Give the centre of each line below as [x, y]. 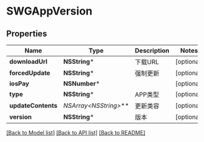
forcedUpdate [30, 73]
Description [152, 51]
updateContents [33, 106]
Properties [27, 34]
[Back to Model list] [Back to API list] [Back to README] [76, 133]
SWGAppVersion [49, 11]
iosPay [19, 83]
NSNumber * [82, 83]
